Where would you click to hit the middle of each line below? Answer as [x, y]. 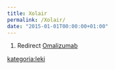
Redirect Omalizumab [47, 46]
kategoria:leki [26, 59]
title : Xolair [27, 13]
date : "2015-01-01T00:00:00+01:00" [58, 26]
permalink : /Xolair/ [37, 20]
